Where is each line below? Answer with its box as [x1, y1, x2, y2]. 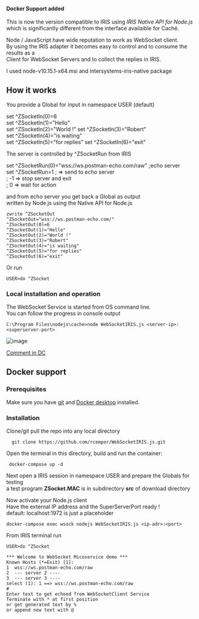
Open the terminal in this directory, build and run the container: [6, 450, 163, 457]
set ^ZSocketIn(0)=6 [6, 113, 57, 120]
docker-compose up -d [8, 462, 63, 468]
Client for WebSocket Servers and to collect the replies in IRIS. [6, 56, 161, 63]
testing [6, 479, 24, 486]
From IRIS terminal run [6, 532, 62, 539]
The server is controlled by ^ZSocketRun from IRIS [6, 150, 131, 157]
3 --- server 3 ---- [6, 575, 61, 581]
